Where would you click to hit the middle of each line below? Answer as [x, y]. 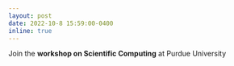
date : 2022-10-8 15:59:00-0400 [61, 23]
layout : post [30, 16]
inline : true [30, 31]
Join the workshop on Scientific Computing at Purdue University [117, 54]
